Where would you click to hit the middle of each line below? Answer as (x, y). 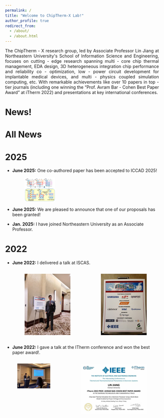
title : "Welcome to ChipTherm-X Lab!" (44, 15)
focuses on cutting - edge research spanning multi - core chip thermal (82, 61)
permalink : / (18, 10)
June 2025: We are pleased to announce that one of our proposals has (83, 209)
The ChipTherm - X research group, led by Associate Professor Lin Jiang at (82, 51)
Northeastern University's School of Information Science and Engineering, (82, 56)
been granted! (26, 214)
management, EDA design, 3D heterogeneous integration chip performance (82, 66)
